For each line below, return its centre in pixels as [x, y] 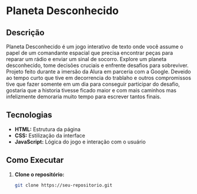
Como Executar [35, 160]
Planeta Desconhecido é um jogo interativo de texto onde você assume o [95, 46]
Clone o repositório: [39, 174]
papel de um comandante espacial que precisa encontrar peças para [90, 53]
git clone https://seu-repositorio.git [64, 185]
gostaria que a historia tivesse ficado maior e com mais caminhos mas [91, 90]
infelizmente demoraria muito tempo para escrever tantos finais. [84, 96]
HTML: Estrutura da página [48, 129]
